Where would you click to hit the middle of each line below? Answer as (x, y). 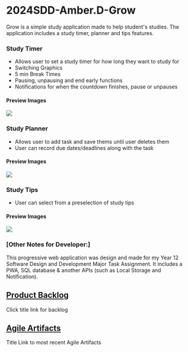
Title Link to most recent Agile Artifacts (54, 342)
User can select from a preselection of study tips (74, 203)
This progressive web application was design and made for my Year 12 (93, 257)
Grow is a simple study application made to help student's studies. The (93, 27)
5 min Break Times (38, 74)
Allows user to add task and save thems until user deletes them (92, 142)
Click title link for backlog (37, 309)
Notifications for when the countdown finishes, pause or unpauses (96, 87)
